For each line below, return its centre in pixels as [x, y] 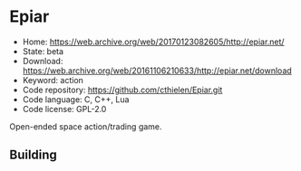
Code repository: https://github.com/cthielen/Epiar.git [122, 90]
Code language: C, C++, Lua [76, 99]
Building [33, 155]
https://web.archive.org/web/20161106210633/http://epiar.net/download [157, 71]
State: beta [43, 51]
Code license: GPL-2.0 [64, 109]
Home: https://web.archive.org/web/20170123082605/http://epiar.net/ [153, 42]
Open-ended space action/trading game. [86, 126]
